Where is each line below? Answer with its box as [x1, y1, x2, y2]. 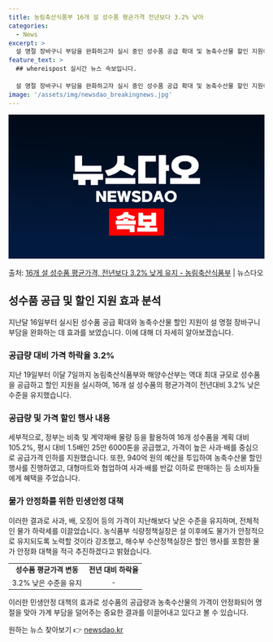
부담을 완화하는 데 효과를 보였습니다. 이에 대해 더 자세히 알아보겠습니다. [8, 327, 234, 337]
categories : [8, 21, 49, 30]
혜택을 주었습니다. [23, 473, 80, 483]
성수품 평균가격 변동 [15, 565, 79, 574]
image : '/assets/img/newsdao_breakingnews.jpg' [8, 90, 173, 99]
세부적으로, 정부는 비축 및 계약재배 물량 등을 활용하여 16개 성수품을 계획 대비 [8, 433, 249, 442]
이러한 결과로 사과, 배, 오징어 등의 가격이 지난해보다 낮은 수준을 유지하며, [8, 516, 238, 525]
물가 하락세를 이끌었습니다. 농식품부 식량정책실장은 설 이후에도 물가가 [16, 525, 236, 535]
